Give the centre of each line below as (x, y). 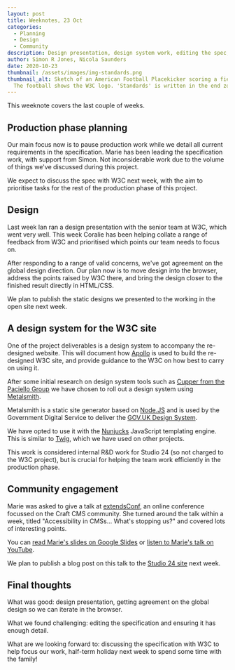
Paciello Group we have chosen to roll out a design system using (100, 389)
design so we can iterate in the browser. (65, 610)
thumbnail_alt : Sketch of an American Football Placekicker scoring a (112, 79)
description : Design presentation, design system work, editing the (109, 53)
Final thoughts (40, 585)
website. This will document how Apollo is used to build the (121, 353)
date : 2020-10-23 (33, 66)
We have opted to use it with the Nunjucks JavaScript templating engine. (112, 431)
